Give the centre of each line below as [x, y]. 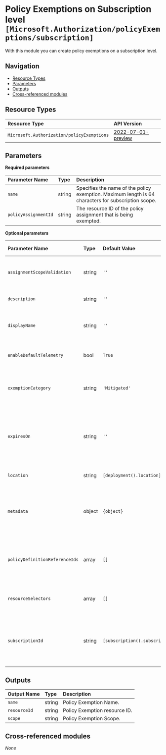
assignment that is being [105, 215]
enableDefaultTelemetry [36, 355]
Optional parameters [27, 233]
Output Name [24, 694]
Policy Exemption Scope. [91, 718]
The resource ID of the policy [110, 209]
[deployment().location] [132, 476]
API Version [128, 123]
